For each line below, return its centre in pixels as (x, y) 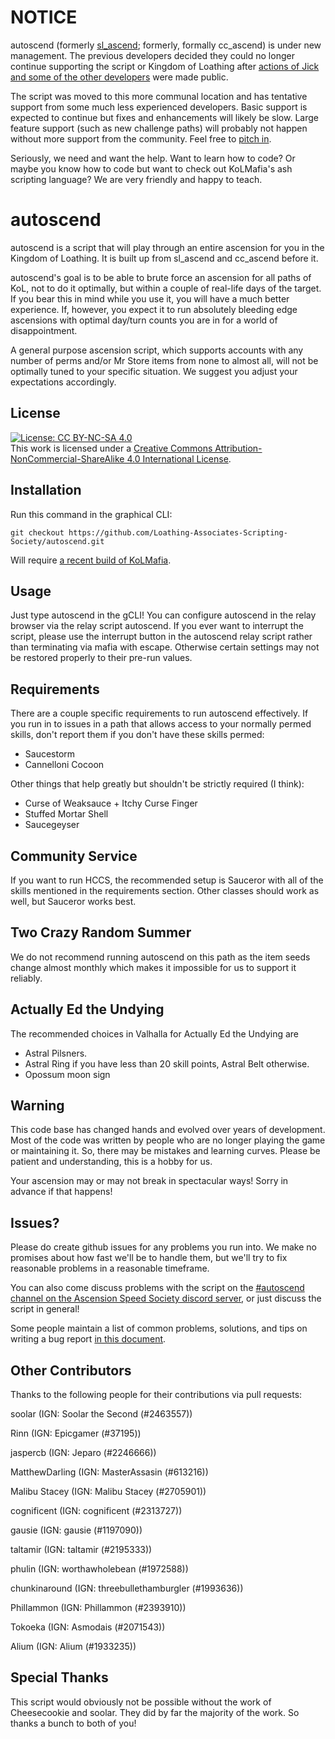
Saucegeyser (52, 825)
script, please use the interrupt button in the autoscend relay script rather (161, 637)
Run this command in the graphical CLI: (91, 514)
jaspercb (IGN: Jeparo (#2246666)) (83, 1452)
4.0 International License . (179, 458)
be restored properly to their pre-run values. (101, 658)
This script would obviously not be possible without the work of (141, 1702)
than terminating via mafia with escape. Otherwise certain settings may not (165, 647)
